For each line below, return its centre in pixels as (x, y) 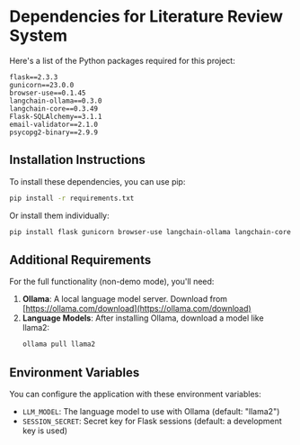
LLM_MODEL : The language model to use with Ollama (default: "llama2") (151, 411)
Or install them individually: (59, 215)
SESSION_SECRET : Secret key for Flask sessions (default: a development (152, 421)
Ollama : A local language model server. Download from (124, 299)
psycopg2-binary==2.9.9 (54, 132)
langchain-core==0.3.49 (54, 109)
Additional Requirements (80, 260)
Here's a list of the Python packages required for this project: (122, 60)
